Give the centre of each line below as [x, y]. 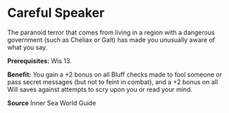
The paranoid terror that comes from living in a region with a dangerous [111, 32]
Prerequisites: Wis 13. [39, 60]
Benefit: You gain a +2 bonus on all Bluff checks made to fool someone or [115, 74]
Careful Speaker [56, 13]
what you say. [27, 47]
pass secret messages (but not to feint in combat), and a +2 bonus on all [113, 81]
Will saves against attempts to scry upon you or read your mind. [100, 89]
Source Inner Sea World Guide [52, 102]
